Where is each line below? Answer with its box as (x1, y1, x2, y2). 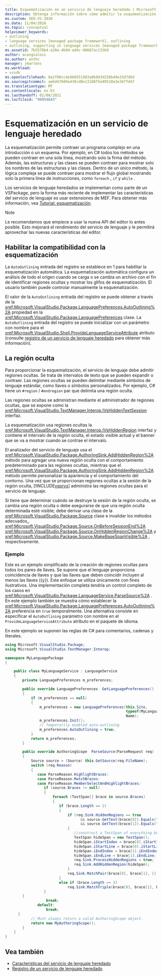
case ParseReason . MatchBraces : (37, 776, 100, 781)
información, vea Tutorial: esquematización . (5, 200, 92, 206)
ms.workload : (5, 66, 31, 71)
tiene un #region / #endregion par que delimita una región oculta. (5, 387, 134, 393)
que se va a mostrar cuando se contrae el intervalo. (5, 437, 108, 443)
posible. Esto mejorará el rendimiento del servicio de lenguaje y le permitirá (5, 224, 155, 230)
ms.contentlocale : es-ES (5, 88, 55, 93)
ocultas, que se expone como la (5, 402, 68, 408)
